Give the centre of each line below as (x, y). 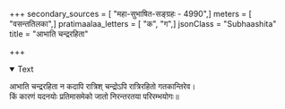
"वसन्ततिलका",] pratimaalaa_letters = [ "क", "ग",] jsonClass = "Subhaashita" (143, 24)
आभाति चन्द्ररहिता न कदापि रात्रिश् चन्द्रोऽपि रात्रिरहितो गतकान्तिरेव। (103, 86)
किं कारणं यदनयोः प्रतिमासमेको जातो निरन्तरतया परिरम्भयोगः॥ (94, 96)
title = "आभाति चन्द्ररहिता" (49, 34)
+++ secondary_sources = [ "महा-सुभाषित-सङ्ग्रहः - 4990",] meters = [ (131, 14)
